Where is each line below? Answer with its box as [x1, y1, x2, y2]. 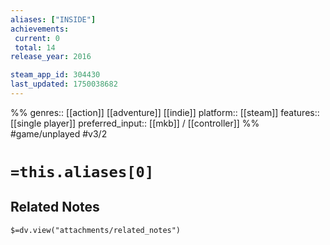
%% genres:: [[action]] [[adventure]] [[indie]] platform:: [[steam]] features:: [10, 106, 320, 118]
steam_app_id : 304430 [10, 70, 101, 80]
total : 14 [14, 42, 56, 53]
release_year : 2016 [10, 52, 92, 62]
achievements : [10, 24, 70, 34]
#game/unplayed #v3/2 [10, 127, 108, 140]
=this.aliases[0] [10, 163, 155, 182]
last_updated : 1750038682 [10, 79, 118, 90]
